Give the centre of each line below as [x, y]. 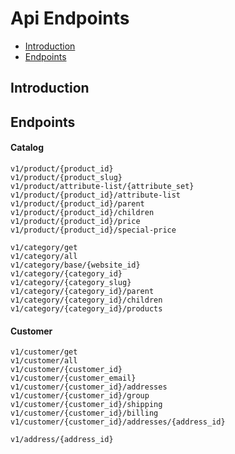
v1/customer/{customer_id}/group [80, 396]
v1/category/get [44, 247]
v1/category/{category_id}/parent [82, 291]
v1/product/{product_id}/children [82, 212]
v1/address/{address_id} [62, 440]
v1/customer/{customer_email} [73, 378]
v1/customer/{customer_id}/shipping [86, 405]
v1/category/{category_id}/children [86, 300]
